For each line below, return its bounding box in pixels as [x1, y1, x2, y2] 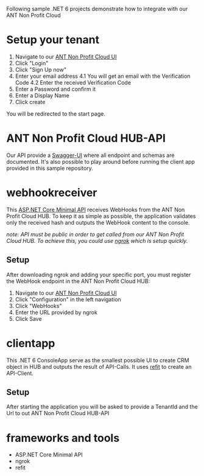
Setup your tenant [6, 33, 100, 47]
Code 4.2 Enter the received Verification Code [15, 79, 132, 86]
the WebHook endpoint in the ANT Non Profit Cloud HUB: [6, 277, 150, 285]
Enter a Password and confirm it [15, 85, 96, 93]
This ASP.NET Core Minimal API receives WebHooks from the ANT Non [6, 206, 185, 213]
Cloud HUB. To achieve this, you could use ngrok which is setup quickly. [6, 237, 188, 244]
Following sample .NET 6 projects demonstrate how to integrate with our [6, 5, 188, 12]
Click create [15, 98, 46, 105]
